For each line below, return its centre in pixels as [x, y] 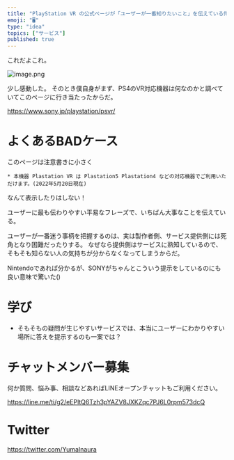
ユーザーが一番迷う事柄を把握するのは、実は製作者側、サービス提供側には [114, 236]
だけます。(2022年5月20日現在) [47, 184]
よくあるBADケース [63, 142]
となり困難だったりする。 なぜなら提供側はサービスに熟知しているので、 [117, 245]
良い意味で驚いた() [34, 277]
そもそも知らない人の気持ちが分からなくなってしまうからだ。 [95, 253]
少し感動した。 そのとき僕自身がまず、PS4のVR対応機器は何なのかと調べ [112, 88]
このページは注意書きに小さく [50, 162]
